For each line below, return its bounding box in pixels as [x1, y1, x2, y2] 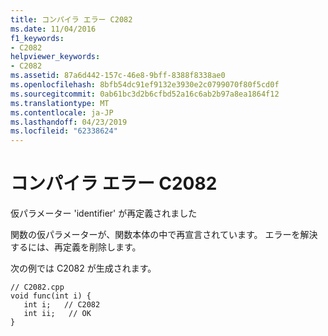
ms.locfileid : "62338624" [10, 126, 118, 136]
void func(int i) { [10, 291, 92, 301]
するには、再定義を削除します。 [10, 241, 142, 253]
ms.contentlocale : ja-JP [10, 107, 114, 118]
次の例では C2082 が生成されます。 [10, 262, 157, 275]
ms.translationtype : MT [10, 98, 110, 108]
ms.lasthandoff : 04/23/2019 [10, 117, 128, 127]
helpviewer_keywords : [10, 52, 101, 62]
